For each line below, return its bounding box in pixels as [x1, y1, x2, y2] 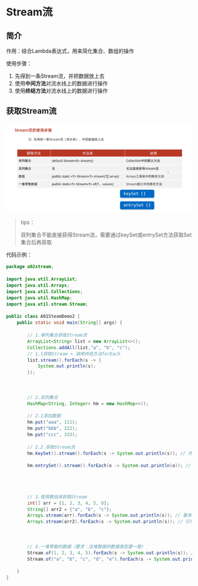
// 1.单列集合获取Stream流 [27, 332, 87, 338]
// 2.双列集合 [27, 394, 58, 400]
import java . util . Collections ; [6, 288, 83, 295]
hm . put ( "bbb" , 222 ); [27, 426, 78, 432]
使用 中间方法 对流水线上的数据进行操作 [14, 80, 108, 87]
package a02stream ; [6, 264, 54, 270]
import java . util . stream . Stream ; [6, 301, 88, 307]
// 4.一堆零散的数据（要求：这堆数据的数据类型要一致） [27, 544, 146, 549]
